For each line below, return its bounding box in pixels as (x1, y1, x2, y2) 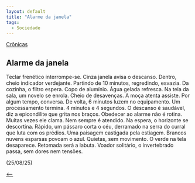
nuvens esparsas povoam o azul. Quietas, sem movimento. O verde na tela (6, 136, 186, 143)
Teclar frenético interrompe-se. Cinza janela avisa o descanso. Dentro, (6, 74, 177, 81)
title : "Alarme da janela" (6, 14, 72, 20)
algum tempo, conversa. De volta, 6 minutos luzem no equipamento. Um (6, 98, 180, 105)
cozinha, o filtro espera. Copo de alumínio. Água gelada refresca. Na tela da (6, 86, 189, 93)
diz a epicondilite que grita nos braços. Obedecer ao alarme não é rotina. (6, 111, 183, 118)
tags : (6, 19, 19, 25)
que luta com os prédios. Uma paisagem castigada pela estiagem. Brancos (6, 129, 187, 136)
